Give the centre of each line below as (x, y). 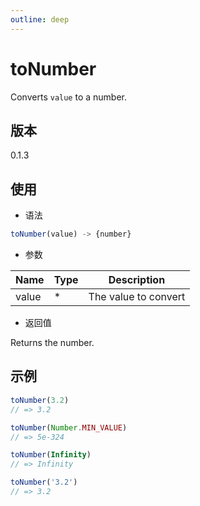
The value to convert (137, 297)
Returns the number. (52, 343)
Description (137, 280)
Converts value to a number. (69, 97)
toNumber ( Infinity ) (51, 455)
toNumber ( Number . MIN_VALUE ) (69, 427)
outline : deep (40, 19)
